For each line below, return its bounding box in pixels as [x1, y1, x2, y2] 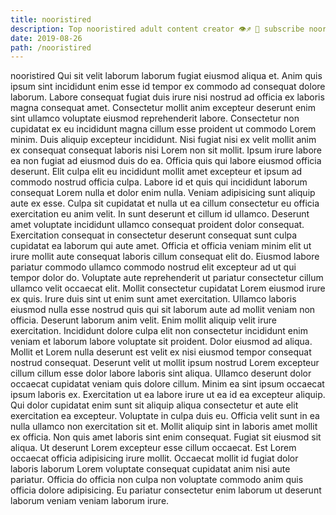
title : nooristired [10, 14, 92, 25]
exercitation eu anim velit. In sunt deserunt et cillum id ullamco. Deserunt [10, 208, 310, 220]
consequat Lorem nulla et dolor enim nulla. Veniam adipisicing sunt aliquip [10, 187, 316, 199]
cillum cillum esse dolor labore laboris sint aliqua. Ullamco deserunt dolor [10, 367, 312, 380]
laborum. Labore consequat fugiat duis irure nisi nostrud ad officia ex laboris [10, 91, 325, 103]
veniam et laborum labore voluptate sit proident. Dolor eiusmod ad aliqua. [10, 336, 313, 348]
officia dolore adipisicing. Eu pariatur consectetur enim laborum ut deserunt [10, 484, 322, 496]
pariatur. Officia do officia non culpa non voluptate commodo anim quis [10, 474, 304, 486]
